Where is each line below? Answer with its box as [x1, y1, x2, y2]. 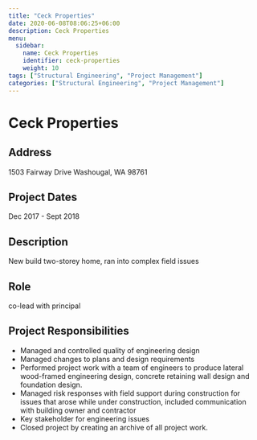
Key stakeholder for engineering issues [19, 413, 150, 423]
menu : [8, 34, 27, 43]
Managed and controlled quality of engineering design [19, 345, 201, 355]
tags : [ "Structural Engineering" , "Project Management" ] [8, 72, 203, 80]
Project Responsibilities [8, 324, 130, 338]
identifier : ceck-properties [22, 57, 120, 65]
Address [8, 146, 52, 159]
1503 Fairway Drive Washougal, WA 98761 [8, 167, 148, 177]
